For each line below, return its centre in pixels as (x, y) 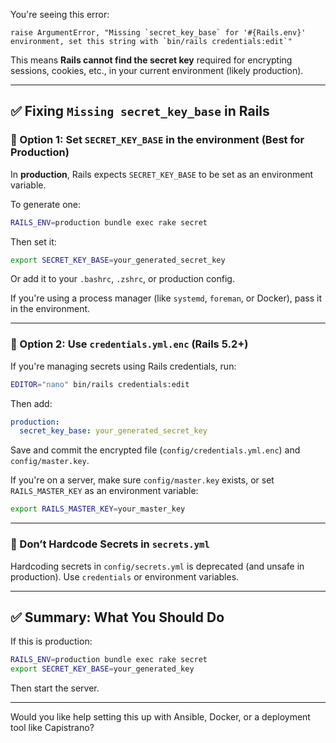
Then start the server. (55, 688)
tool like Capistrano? (52, 728)
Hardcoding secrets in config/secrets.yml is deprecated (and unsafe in (157, 566)
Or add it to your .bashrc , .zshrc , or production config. (122, 279)
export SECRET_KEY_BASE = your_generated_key (102, 669)
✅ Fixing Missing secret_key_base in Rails (140, 111)
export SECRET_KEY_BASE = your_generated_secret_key (118, 260)
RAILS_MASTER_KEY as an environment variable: (104, 491)
